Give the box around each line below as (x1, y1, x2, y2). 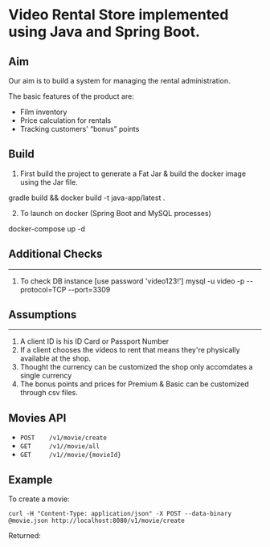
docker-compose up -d (8, 223, 86, 234)
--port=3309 (67, 284, 111, 294)
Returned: (8, 531, 42, 541)
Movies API (8, 411, 67, 425)
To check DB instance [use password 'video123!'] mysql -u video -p (19, 276, 245, 286)
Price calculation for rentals (19, 116, 112, 125)
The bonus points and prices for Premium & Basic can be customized (19, 379, 249, 389)
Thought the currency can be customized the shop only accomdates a (19, 362, 253, 372)
